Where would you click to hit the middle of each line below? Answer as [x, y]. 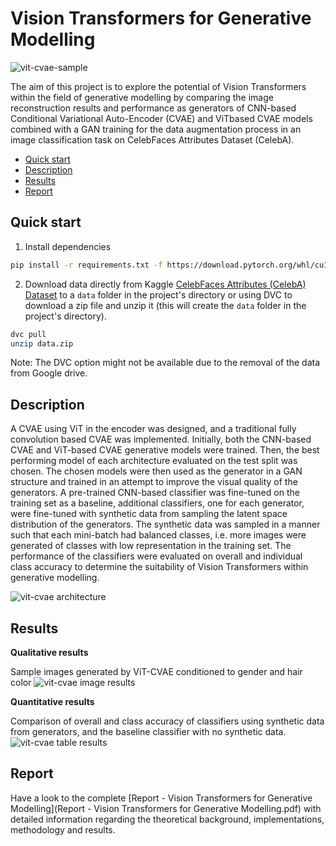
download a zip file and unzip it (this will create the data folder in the [165, 305]
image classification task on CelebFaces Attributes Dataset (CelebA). [152, 139]
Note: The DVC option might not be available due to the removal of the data [165, 363]
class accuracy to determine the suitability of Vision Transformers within [159, 567]
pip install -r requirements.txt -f [86, 265]
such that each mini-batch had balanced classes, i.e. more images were [158, 535]
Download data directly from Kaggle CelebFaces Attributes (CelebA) [165, 284]
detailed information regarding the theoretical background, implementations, [167, 819]
